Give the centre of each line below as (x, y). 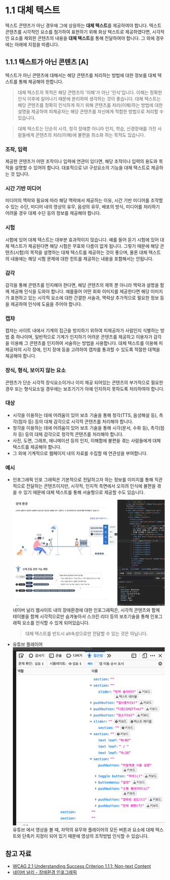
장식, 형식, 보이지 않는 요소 (35, 370)
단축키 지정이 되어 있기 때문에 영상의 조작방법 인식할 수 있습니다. (86, 836)
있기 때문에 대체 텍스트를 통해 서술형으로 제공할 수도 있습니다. (84, 493)
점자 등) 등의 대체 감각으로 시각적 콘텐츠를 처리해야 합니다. (76, 421)
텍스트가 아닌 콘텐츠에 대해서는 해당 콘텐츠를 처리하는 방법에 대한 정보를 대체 (81, 75)
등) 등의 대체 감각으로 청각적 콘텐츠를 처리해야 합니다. (71, 434)
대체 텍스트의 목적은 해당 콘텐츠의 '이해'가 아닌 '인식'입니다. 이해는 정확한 (90, 92)
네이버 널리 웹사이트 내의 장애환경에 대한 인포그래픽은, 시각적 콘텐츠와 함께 (86, 610)
